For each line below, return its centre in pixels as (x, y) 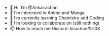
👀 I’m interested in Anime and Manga (47, 13)
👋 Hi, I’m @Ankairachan (34, 8)
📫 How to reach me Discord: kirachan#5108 (55, 28)
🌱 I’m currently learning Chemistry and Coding (57, 18)
